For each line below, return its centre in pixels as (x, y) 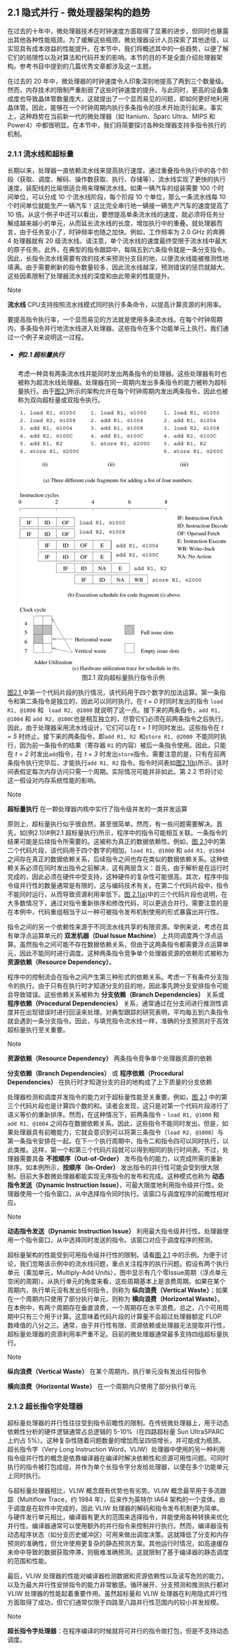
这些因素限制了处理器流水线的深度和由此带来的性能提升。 (90, 276)
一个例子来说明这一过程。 (50, 337)
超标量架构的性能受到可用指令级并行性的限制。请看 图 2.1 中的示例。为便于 (114, 1255)
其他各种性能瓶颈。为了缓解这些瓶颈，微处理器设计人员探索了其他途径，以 (121, 39)
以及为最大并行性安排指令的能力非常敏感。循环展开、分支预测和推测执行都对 (118, 1585)
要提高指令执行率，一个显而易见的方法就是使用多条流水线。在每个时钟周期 (115, 319)
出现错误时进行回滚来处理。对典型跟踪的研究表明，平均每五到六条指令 (127, 1013)
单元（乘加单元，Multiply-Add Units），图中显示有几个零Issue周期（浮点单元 (117, 1273)
